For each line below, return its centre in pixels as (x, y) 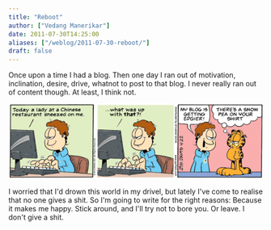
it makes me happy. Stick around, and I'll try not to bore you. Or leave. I (127, 208)
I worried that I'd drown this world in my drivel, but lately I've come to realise (135, 191)
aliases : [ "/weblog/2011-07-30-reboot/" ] (79, 43)
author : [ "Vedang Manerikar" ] (59, 25)
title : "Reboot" (36, 17)
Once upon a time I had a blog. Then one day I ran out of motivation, (122, 75)
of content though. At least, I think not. (72, 92)
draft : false (30, 51)
